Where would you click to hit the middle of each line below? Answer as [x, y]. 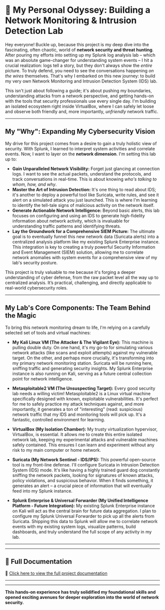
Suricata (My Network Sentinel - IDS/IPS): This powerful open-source [84, 460]
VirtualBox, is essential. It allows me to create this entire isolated [77, 434]
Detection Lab [34, 31]
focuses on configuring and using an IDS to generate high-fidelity [79, 215]
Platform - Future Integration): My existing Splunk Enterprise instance [83, 505]
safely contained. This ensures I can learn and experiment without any [83, 445]
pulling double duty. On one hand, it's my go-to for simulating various [82, 347]
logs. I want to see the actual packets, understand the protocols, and [82, 174]
